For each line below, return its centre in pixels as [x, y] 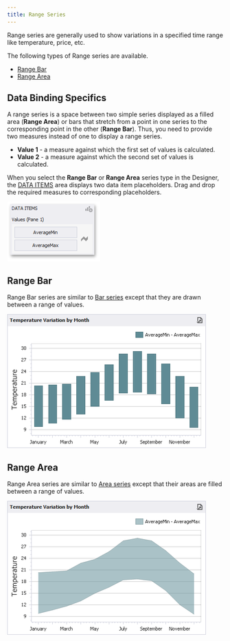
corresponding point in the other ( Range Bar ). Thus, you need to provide [110, 129]
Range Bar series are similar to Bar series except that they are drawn [104, 297]
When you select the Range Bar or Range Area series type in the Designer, [113, 178]
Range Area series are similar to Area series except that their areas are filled [115, 484]
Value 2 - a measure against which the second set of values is [105, 157]
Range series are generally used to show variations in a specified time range [115, 35]
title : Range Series [37, 14]
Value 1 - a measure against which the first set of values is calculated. [116, 150]
